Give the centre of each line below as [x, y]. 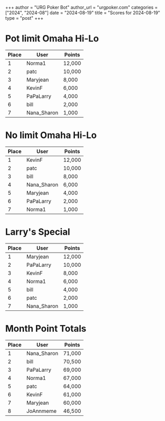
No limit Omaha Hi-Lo [51, 135]
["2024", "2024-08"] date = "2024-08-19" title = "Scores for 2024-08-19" [83, 13]
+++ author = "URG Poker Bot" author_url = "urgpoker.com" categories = [81, 7]
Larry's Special [38, 232]
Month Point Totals [46, 329]
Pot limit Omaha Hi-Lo [52, 39]
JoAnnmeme [41, 411]
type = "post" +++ [25, 18]
